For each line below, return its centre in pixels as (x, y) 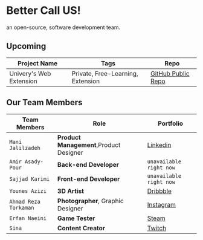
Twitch (157, 228)
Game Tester (76, 218)
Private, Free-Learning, (105, 73)
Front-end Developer (89, 179)
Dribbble (159, 191)
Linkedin (159, 144)
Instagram (162, 204)
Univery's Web (30, 73)
